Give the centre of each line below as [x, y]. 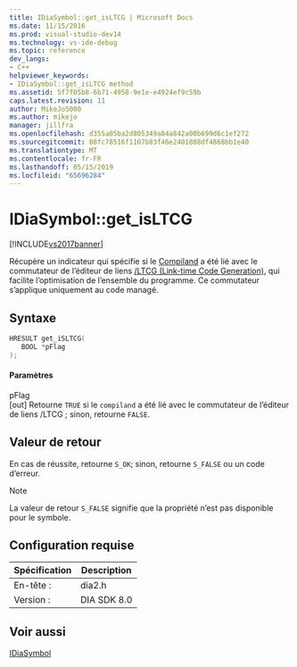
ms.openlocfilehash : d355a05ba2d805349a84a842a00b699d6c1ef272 [129, 134]
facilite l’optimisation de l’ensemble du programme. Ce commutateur [135, 280]
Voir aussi [37, 632]
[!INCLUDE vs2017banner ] [57, 244]
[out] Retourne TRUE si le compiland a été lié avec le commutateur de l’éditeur [149, 404]
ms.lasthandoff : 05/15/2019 [62, 167]
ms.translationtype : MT [54, 150]
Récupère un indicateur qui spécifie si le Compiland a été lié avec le [134, 262]
